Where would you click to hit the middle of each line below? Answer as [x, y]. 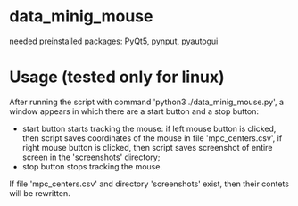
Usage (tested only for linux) [117, 77]
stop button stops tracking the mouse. [92, 166]
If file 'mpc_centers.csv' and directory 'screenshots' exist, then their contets [149, 184]
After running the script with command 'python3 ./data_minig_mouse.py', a [146, 102]
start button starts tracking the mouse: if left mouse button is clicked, [149, 128]
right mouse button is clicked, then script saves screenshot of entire [147, 147]
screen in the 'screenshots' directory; [91, 157]
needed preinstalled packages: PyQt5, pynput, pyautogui [114, 41]
